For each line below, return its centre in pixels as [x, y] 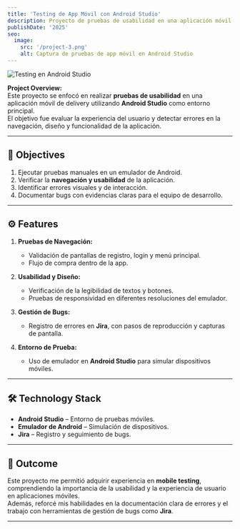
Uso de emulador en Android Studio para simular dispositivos [119, 361]
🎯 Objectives [36, 155]
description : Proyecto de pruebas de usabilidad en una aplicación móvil [120, 21]
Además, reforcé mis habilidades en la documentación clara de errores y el [118, 503]
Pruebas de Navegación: [55, 241]
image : [24, 41]
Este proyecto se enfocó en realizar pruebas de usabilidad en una [105, 95]
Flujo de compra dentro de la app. [78, 263]
